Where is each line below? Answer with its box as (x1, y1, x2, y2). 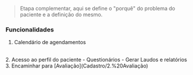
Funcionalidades (5, 26, 54, 34)
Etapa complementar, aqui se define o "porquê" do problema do (19, 5, 175, 12)
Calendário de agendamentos (14, 39, 86, 46)
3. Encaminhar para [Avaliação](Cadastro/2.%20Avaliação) (5, 62, 148, 69)
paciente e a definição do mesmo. (19, 11, 103, 18)
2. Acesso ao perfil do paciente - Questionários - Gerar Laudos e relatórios (5, 56, 188, 63)
